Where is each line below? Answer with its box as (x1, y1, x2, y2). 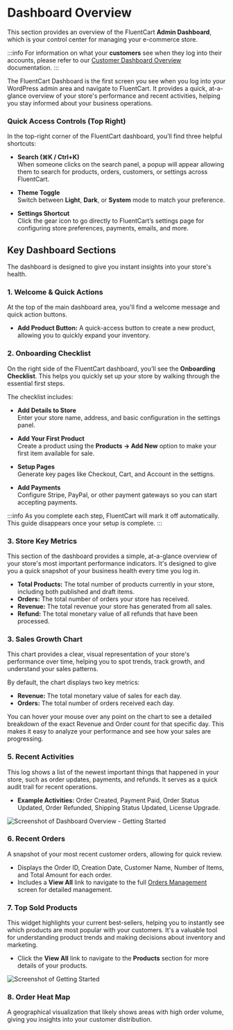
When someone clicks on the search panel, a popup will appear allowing (17, 160, 225, 169)
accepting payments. (17, 498, 78, 506)
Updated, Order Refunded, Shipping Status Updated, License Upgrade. (17, 803, 221, 811)
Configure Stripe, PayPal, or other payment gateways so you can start (17, 491, 217, 499)
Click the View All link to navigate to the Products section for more (17, 954, 209, 963)
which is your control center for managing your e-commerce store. (7, 35, 198, 43)
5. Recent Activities (7, 752, 74, 761)
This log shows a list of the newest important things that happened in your (7, 768, 219, 776)
